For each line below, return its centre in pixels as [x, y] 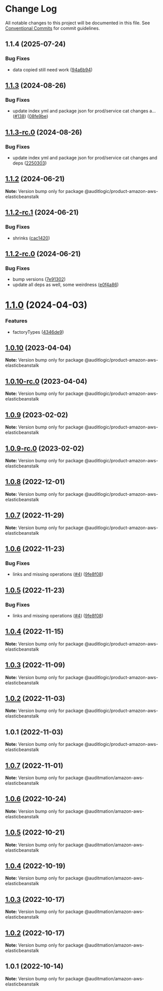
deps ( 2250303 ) [30, 163]
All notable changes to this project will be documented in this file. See [78, 23]
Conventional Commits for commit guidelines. [52, 28]
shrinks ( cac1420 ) [31, 238]
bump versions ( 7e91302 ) [39, 280]
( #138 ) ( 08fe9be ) [30, 116]
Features [16, 321]
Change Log [31, 9]
